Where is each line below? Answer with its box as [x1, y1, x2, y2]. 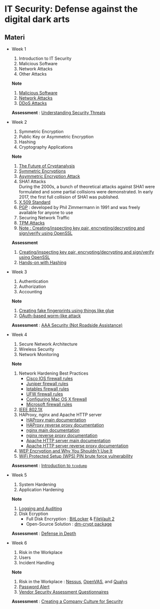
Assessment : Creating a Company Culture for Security [11, 598, 124, 604]
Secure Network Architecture [18, 341, 78, 347]
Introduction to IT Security [18, 56, 71, 61]
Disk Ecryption [18, 511, 49, 516]
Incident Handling [18, 560, 54, 566]
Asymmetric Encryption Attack [18, 173, 80, 179]
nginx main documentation [26, 427, 80, 433]
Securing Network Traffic [18, 215, 70, 220]
